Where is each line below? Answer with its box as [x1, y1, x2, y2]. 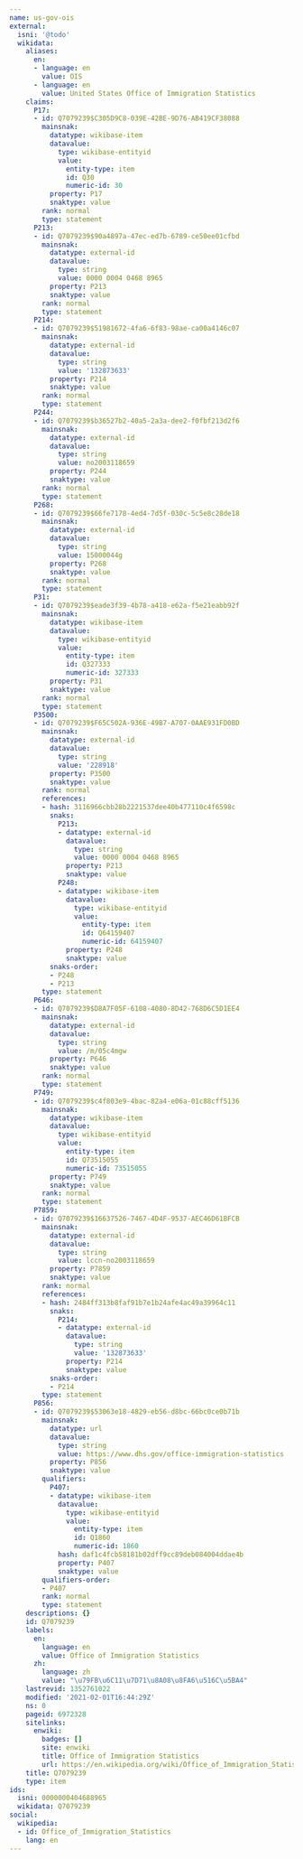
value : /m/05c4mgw [57, 1046, 127, 1055]
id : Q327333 [66, 660, 111, 669]
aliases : [25, 47, 59, 56]
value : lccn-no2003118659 [57, 1256, 155, 1266]
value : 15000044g [57, 550, 124, 560]
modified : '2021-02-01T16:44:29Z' [25, 1693, 155, 1702]
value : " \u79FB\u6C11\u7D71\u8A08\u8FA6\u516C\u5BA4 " [41, 1677, 248, 1686]
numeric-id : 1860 [73, 1542, 140, 1551]
